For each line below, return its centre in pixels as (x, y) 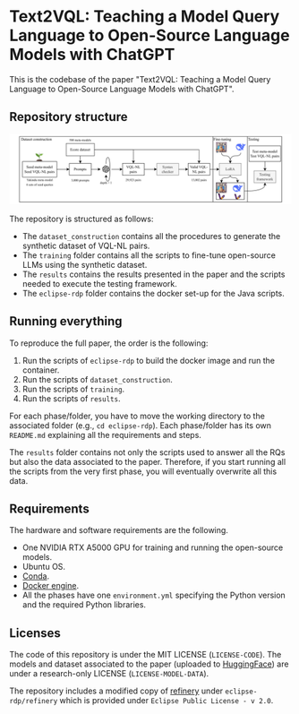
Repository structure (68, 117)
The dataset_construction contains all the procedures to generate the (151, 236)
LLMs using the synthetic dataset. (85, 264)
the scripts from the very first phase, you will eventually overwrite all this (143, 471)
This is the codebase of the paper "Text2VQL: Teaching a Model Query (140, 79)
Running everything (66, 321)
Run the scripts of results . (71, 398)
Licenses (35, 633)
